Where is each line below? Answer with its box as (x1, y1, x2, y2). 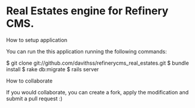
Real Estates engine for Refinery (6, 4, 169, 18)
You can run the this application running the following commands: (6, 47, 167, 55)
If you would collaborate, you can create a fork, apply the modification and (6, 88, 189, 96)
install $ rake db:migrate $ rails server (6, 65, 99, 72)
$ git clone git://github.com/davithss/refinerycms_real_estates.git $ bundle (6, 59, 189, 66)
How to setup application (6, 36, 68, 43)
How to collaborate (6, 77, 53, 84)
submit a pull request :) (6, 95, 63, 102)
